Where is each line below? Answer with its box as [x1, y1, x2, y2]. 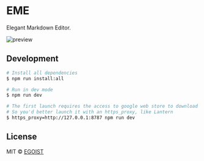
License [6, 132, 37, 142]
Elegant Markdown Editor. [6, 24, 71, 31]
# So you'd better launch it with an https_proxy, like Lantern [6, 109, 173, 115]
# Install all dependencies [6, 70, 78, 76]
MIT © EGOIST [6, 148, 44, 155]
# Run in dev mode [6, 86, 53, 92]
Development [6, 53, 59, 64]
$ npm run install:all [6, 75, 64, 81]
